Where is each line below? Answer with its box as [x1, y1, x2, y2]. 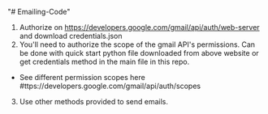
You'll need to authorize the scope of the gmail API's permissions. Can [19, 40, 256, 49]
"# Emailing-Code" [7, 7, 71, 16]
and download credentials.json [19, 32, 123, 40]
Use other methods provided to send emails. [19, 97, 168, 106]
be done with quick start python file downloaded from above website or [19, 49, 259, 57]
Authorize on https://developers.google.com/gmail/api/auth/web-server [19, 23, 261, 32]
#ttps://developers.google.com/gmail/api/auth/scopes [19, 81, 201, 91]
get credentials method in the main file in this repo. [19, 57, 190, 66]
